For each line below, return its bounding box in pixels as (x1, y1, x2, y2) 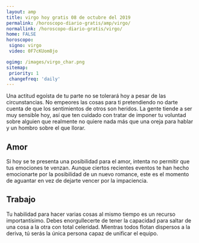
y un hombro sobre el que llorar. (6, 124, 86, 131)
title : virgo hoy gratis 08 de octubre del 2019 (6, 14, 131, 21)
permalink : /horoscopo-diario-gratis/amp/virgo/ (6, 20, 131, 26)
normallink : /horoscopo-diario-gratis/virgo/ (6, 25, 122, 32)
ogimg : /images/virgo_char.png (6, 58, 85, 65)
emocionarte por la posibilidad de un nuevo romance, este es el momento (6, 171, 189, 178)
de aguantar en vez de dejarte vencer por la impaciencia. (6, 177, 148, 185)
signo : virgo (8, 43, 42, 49)
